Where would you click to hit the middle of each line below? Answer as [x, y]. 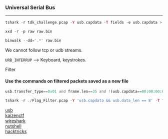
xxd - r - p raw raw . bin [29, 31]
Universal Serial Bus [30, 7]
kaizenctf [15, 115]
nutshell [13, 126]
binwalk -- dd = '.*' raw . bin [33, 41]
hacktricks [16, 131]
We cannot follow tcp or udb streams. [44, 50]
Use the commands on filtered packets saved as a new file [67, 81]
